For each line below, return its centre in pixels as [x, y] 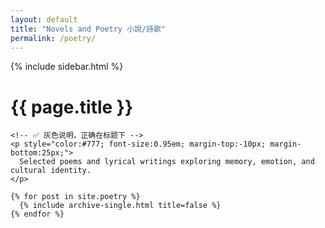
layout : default [44, 19]
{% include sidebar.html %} [67, 67]
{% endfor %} [37, 214]
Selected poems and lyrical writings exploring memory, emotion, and [167, 162]
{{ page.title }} [72, 107]
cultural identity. [51, 171]
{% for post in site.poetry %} [75, 197]
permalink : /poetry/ [53, 38]
